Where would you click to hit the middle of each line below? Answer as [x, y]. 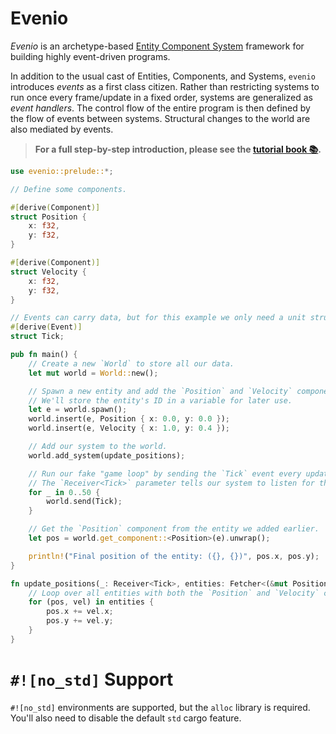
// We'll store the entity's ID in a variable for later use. [160, 400]
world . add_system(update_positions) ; [107, 455]
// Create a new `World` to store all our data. [131, 363]
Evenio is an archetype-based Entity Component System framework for [157, 46]
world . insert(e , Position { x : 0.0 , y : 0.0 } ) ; [129, 419]
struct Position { [48, 217]
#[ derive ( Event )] [46, 327]
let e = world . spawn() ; [78, 410]
